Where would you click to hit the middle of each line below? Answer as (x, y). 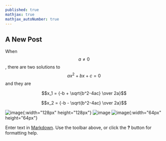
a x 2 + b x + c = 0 (84, 75)
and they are (18, 83)
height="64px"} (21, 117)
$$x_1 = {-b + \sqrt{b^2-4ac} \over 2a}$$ (84, 93)
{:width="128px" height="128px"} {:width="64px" (92, 112)
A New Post (24, 39)
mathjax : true (20, 14)
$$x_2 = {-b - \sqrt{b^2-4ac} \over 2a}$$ (84, 102)
